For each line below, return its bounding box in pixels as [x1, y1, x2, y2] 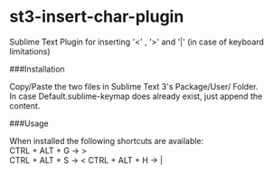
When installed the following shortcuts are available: [9, 135, 204, 146]
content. [9, 100, 41, 111]
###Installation [9, 63, 65, 74]
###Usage [9, 118, 50, 129]
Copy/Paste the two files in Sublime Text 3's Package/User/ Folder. [9, 81, 259, 92]
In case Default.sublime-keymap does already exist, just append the [9, 91, 263, 101]
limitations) [9, 45, 52, 56]
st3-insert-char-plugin [9, 6, 184, 27]
